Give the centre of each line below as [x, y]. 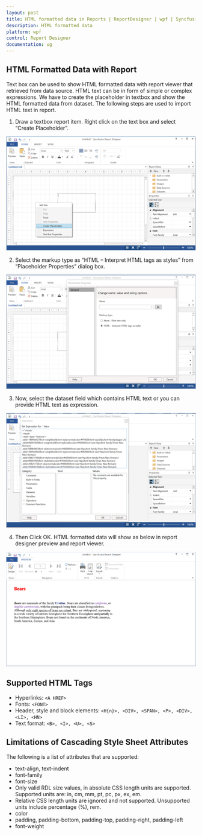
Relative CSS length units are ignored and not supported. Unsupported [103, 800]
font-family [29, 774]
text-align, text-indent [42, 768]
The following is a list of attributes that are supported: [73, 756]
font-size [26, 781]
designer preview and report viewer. [60, 543]
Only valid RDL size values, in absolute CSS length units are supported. [103, 788]
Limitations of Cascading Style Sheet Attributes [97, 742]
